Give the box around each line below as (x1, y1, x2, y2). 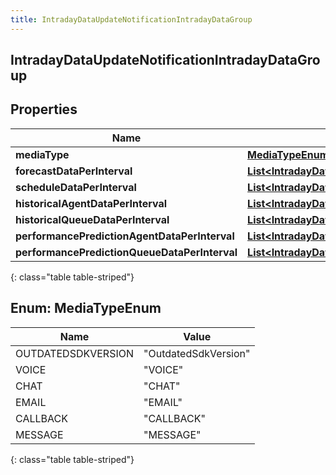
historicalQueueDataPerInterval (15, 212, 170, 226)
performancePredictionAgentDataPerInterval (15, 229, 235, 243)
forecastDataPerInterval (15, 164, 133, 178)
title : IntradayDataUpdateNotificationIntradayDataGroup (10, 14, 253, 25)
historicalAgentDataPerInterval (15, 196, 168, 210)
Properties (10, 101, 78, 118)
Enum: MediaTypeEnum (10, 300, 162, 317)
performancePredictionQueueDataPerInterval (15, 245, 238, 259)
